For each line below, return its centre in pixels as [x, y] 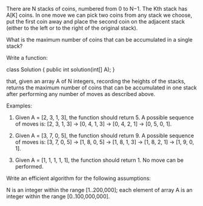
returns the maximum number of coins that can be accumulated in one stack [101, 88]
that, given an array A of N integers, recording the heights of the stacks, [96, 81]
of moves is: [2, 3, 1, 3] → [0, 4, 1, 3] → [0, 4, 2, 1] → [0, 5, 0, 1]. [93, 124]
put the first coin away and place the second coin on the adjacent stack [95, 21]
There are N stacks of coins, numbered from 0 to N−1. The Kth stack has [97, 9]
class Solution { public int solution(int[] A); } [61, 69]
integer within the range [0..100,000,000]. [58, 196]
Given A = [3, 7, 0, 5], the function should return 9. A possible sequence [105, 136]
